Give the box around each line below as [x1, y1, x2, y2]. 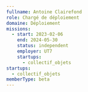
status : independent [17, 43, 69, 49]
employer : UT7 [17, 48, 52, 54]
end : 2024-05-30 [17, 37, 58, 43]
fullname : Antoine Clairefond [6, 8, 83, 15]
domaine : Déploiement [6, 20, 61, 26]
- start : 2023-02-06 [11, 31, 63, 38]
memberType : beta [6, 76, 50, 82]
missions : [6, 25, 31, 32]
